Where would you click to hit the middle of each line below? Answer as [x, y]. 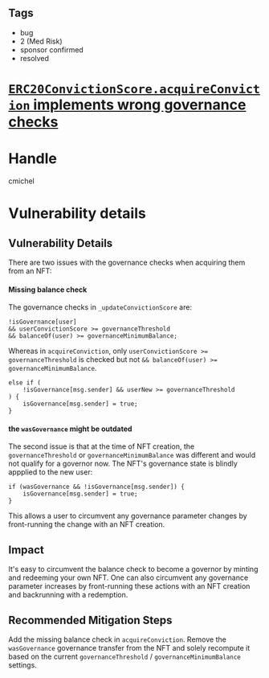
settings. [23, 665]
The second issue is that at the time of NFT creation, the [102, 446]
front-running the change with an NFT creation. [87, 524]
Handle [33, 159]
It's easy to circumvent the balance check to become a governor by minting [133, 569]
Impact [26, 550]
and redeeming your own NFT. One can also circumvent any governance [128, 577]
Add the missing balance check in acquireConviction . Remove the [117, 639]
